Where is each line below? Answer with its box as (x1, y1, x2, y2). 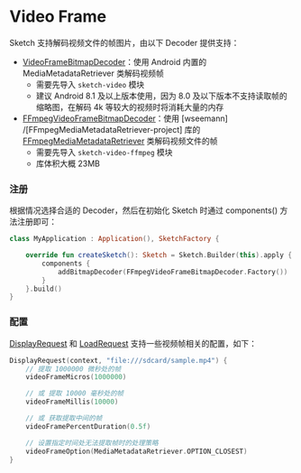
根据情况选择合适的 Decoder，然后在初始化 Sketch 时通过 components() (9, 205, 278, 216)
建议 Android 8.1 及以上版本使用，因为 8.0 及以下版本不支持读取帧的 (35, 90, 287, 101)
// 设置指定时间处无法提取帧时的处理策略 (25, 438, 160, 448)
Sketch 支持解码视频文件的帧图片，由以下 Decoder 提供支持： (9, 37, 240, 48)
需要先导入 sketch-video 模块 (35, 79, 145, 89)
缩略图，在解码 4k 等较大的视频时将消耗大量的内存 (35, 101, 224, 112)
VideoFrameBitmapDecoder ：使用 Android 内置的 (22, 56, 207, 67)
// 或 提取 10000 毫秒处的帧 (25, 389, 124, 398)
